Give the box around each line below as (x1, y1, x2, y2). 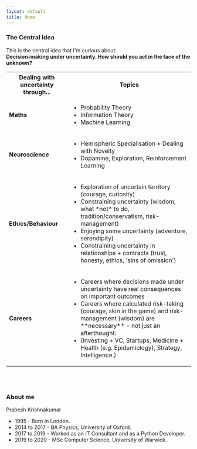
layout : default (6, 8, 46, 15)
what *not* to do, (80, 205, 130, 213)
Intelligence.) (80, 351, 117, 359)
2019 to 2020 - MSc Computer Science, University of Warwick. (14, 436, 167, 444)
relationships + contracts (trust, (80, 249, 167, 257)
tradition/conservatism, (80, 212, 145, 220)
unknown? (6, 59, 33, 66)
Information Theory (80, 110, 134, 119)
